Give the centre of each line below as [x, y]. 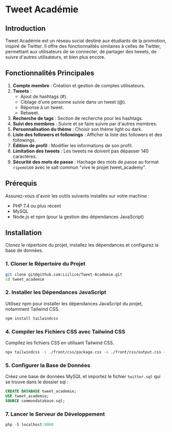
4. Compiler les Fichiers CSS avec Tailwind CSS [65, 331]
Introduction [26, 28]
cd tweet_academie [25, 279]
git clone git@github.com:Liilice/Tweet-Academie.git [64, 274]
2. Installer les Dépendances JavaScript [56, 292]
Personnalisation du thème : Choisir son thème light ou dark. [78, 129]
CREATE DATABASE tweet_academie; [41, 391]
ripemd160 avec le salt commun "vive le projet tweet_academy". [80, 167]
